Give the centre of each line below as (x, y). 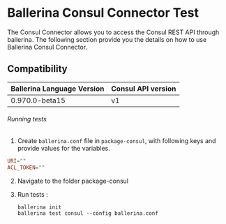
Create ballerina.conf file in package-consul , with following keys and (116, 140)
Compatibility (37, 69)
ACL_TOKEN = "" (26, 167)
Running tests (27, 119)
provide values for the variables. (63, 148)
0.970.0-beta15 (38, 100)
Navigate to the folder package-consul (73, 181)
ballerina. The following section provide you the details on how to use (107, 39)
